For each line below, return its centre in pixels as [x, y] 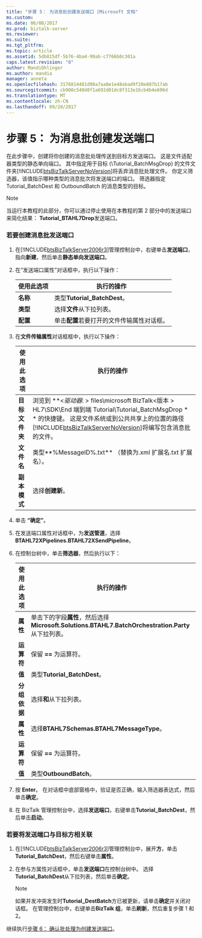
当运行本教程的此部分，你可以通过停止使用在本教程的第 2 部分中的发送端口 [99, 210]
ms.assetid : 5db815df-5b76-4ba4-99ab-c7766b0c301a [71, 57]
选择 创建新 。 [50, 491]
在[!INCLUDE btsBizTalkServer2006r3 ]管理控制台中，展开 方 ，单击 [96, 849]
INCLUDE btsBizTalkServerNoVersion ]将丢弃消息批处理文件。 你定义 [104, 171]
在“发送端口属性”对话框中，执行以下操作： [67, 270]
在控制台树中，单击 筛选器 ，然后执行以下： [68, 553]
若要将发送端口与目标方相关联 [50, 835]
